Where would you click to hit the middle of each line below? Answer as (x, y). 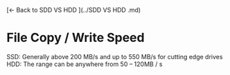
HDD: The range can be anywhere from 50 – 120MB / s (85, 64)
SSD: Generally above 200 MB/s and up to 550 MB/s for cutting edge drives (115, 56)
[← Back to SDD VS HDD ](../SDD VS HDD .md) (74, 10)
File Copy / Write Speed (76, 38)
